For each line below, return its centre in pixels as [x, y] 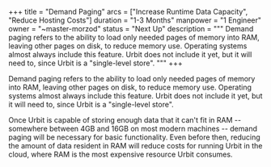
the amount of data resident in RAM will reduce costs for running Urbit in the [135, 146]
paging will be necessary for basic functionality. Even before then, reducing [134, 137]
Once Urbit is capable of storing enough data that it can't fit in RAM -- [125, 120]
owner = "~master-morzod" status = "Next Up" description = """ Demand [131, 29]
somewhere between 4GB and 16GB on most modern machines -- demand [133, 129]
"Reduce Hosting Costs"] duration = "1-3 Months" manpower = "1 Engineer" [135, 20]
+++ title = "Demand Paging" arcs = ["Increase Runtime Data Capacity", [128, 12]
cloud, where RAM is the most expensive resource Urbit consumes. [121, 154]
